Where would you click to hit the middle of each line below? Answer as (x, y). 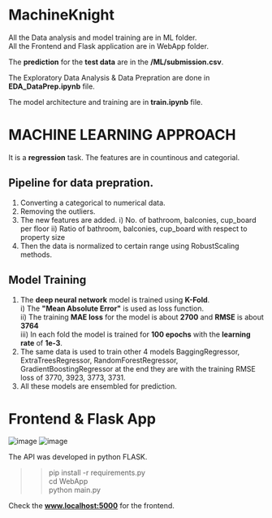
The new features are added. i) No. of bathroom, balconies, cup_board (138, 220)
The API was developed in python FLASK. (78, 457)
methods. (36, 255)
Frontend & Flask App (82, 418)
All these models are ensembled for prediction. (98, 386)
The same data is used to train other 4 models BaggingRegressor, (130, 351)
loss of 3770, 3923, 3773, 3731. (73, 377)
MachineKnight (62, 15)
